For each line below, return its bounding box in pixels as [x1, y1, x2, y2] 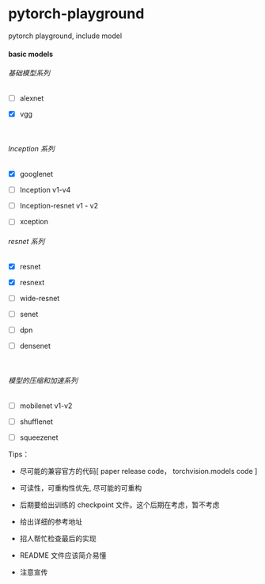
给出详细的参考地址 [19, 517, 83, 527]
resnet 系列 [8, 236, 45, 246]
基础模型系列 [8, 68, 50, 78]
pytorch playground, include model [8, 31, 123, 40]
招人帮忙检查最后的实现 [19, 534, 97, 544]
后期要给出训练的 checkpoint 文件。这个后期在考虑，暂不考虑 [19, 500, 220, 510]
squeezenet [19, 433, 59, 442]
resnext [19, 277, 45, 287]
